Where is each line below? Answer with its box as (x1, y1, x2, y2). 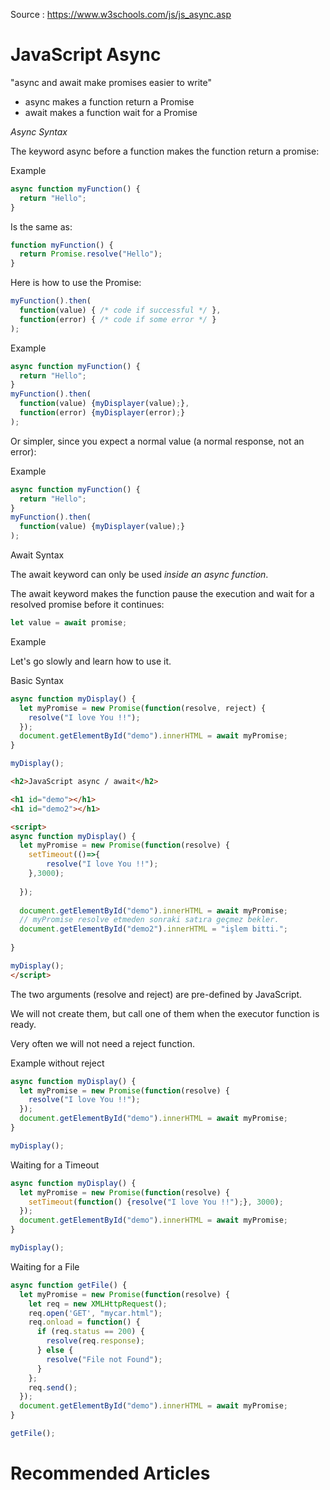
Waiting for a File (10, 1260, 80, 1273)
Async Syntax (10, 125, 68, 138)
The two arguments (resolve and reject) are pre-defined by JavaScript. (10, 988, 303, 1000)
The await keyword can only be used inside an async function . (10, 569, 269, 581)
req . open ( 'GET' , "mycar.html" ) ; (28, 1308, 163, 1318)
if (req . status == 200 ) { (36, 1327, 145, 1337)
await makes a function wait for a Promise (24, 106, 198, 118)
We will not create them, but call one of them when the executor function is (10, 1007, 320, 1019)
